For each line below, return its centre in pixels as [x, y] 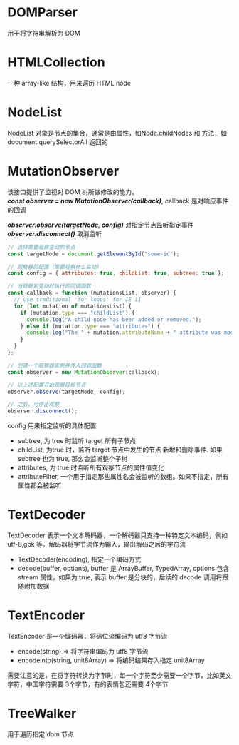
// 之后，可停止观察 [33, 405]
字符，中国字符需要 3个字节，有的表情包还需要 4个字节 [88, 684]
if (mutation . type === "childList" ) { [78, 313]
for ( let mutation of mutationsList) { [73, 306]
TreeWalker [42, 714]
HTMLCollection [56, 62]
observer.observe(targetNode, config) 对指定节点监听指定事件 [101, 225]
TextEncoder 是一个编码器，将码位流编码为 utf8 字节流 [87, 636]
